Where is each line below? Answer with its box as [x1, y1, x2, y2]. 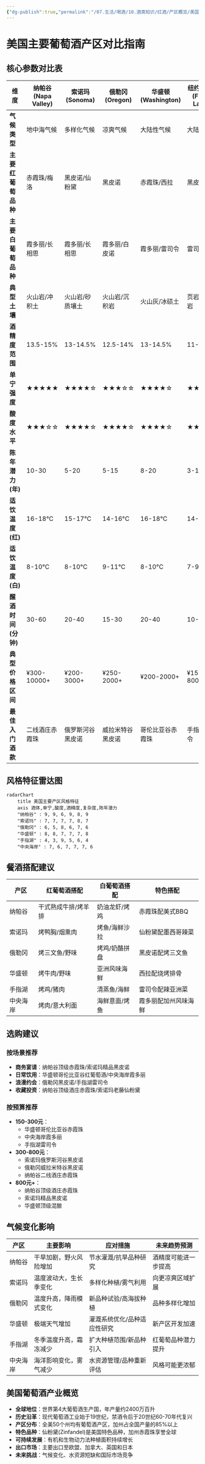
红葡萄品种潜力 [152, 1336, 196, 1344]
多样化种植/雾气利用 [88, 1278, 146, 1287]
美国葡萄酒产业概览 [6, 1388, 79, 1399]
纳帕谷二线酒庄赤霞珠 [24, 1171, 78, 1179]
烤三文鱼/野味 [38, 949, 77, 957]
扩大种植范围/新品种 [88, 1336, 146, 1344]
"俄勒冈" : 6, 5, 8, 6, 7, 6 [17, 825, 88, 831]
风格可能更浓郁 [152, 1361, 196, 1369]
